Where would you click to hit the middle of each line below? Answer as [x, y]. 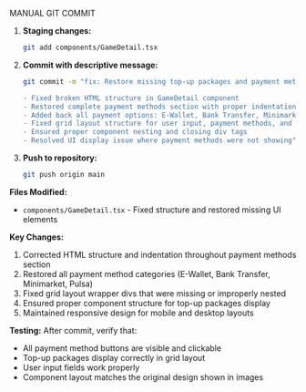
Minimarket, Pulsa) [58, 284]
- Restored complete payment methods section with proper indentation [159, 107]
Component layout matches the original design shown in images [143, 377]
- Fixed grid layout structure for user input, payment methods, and [158, 124]
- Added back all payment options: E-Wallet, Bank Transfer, [141, 115]
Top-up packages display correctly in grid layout [114, 357]
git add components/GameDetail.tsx [90, 47]
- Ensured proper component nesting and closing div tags [135, 132]
